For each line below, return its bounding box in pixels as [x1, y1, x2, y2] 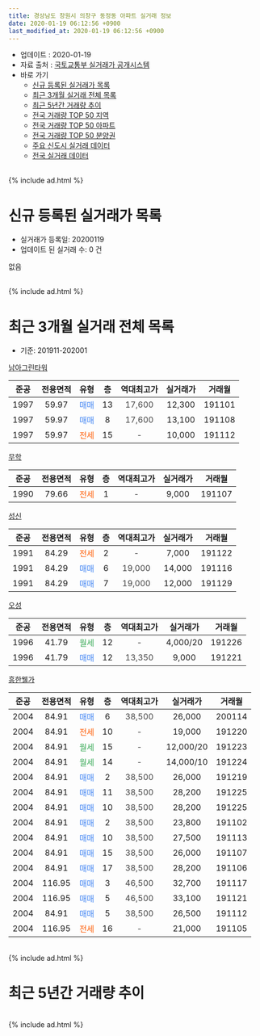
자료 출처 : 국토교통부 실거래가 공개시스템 [19, 60, 150, 69]
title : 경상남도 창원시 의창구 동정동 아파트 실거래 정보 [8, 11, 172, 20]
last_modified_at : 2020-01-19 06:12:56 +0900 [8, 27, 164, 35]
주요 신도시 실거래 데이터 [31, 141, 111, 150]
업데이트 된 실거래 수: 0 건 [19, 245, 103, 254]
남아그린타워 [8, 363, 48, 372]
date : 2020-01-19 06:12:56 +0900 [8, 19, 121, 27]
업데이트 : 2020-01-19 [19, 50, 91, 60]
